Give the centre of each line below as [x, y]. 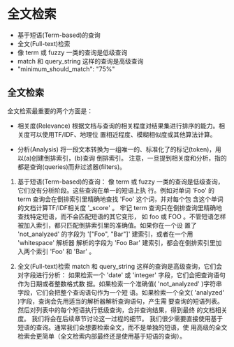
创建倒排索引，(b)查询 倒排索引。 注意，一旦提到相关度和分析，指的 [129, 158]
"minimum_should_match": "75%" [66, 69]
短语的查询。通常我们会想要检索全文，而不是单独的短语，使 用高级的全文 [122, 327]
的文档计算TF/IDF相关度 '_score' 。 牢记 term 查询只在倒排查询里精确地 [119, 207]
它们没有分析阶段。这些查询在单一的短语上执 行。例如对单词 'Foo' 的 [116, 190]
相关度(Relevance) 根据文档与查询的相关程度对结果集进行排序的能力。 [118, 126]
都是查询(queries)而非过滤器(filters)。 [72, 167]
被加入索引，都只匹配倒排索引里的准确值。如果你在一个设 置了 [107, 225]
